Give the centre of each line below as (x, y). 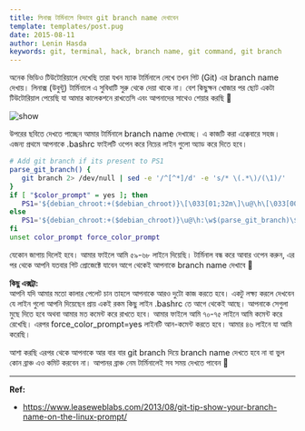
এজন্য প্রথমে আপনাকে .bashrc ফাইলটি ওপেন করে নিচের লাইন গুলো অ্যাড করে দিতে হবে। (128, 144)
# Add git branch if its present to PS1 (87, 161)
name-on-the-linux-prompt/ (74, 416)
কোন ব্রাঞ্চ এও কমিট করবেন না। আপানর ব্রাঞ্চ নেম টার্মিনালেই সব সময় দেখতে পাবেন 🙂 (119, 362)
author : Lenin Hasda (49, 43)
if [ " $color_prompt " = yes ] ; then (79, 195)
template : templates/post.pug (67, 26)
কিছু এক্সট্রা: (24, 283)
